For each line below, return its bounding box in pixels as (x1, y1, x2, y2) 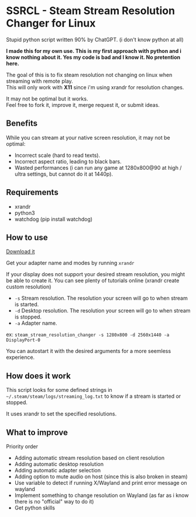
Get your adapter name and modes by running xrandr (6, 260, 135, 267)
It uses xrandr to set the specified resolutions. (6, 410, 117, 418)
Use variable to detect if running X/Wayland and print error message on (14, 479, 187, 486)
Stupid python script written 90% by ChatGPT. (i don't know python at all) (6, 36, 184, 43)
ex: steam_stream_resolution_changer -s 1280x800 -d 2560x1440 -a (6, 331, 170, 338)
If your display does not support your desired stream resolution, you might (6, 271, 185, 278)
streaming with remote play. (6, 78, 73, 85)
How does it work (6, 371, 71, 381)
